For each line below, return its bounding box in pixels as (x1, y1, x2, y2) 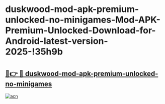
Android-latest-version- (5, 35, 108, 47)
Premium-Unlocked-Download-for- (5, 25, 156, 36)
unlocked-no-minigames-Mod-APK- (5, 14, 161, 25)
